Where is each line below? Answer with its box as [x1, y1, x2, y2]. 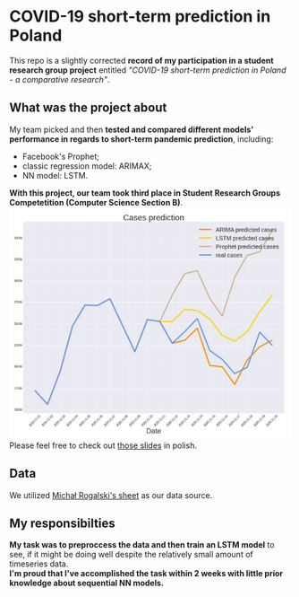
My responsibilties [9, 515, 115, 531]
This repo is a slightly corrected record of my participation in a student [9, 55, 275, 66]
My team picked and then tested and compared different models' [9, 124, 254, 135]
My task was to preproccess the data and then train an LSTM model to [9, 540, 275, 550]
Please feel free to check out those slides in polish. [9, 440, 197, 451]
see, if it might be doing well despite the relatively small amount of [9, 549, 253, 560]
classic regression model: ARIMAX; [21, 160, 152, 171]
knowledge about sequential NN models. [9, 577, 164, 589]
